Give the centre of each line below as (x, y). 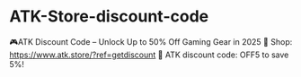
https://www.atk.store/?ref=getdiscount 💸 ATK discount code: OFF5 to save (149, 55)
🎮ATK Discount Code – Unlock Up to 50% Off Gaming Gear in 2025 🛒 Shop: (151, 41)
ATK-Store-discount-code (109, 17)
